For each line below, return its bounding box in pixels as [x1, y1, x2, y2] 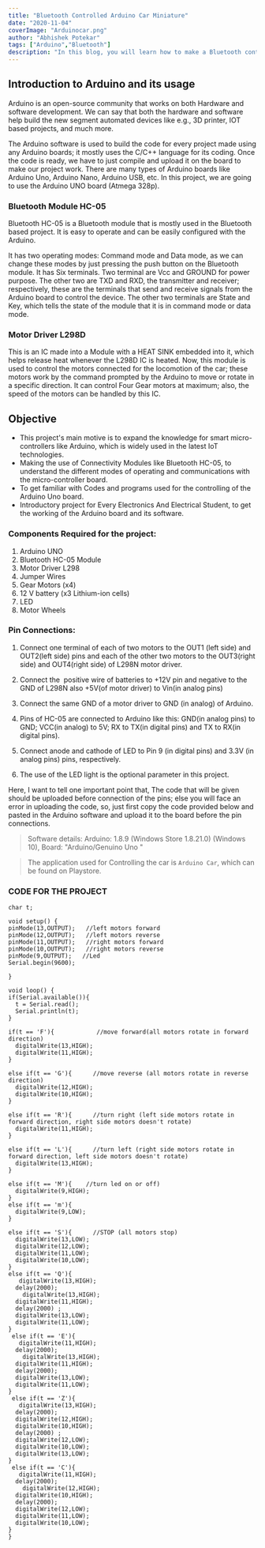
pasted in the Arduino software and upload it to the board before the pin [8, 810, 242, 819]
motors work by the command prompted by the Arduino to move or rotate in [8, 372, 255, 382]
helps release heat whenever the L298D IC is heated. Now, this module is [8, 356, 246, 365]
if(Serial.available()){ [8, 993, 90, 1002]
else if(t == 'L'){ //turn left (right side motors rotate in [8, 1146, 235, 1154]
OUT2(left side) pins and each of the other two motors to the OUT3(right [19, 651, 256, 661]
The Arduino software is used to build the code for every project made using [8, 139, 256, 149]
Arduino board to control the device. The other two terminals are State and [8, 293, 251, 303]
